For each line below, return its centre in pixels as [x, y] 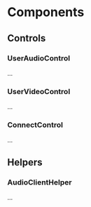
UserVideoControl [39, 91]
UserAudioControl [39, 58]
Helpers [25, 162]
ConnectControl [35, 125]
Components [46, 12]
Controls [27, 38]
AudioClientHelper [40, 182]
